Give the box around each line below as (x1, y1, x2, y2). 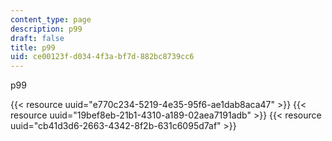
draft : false (10, 33, 65, 43)
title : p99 (10, 42, 56, 53)
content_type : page (10, 14, 92, 25)
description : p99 (10, 24, 83, 34)
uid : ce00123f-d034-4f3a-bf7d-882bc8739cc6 (10, 52, 195, 62)
